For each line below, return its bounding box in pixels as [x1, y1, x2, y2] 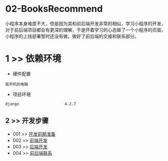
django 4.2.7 [5, 101, 76, 107]
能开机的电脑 [5, 82, 29, 87]
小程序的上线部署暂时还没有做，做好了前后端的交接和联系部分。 [5, 33, 139, 39]
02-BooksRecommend [5, 3, 103, 15]
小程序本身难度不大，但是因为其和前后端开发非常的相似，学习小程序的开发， [5, 20, 166, 26]
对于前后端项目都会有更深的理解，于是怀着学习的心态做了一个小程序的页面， [5, 26, 166, 33]
